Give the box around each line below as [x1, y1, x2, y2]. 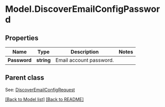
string [36, 57, 51, 63]
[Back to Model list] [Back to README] [5, 96, 84, 102]
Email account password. [55, 57, 114, 63]
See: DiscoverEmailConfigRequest [5, 87, 75, 93]
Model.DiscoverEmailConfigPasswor [5, 3, 160, 15]
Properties [5, 34, 39, 42]
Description [70, 49, 99, 55]
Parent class [5, 73, 45, 82]
